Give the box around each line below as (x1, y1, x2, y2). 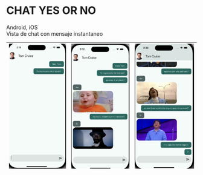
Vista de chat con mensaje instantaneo (6, 30, 103, 37)
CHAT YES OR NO (6, 4, 97, 18)
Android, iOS (6, 24, 38, 31)
